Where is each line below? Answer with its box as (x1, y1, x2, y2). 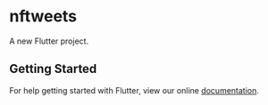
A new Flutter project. (9, 36, 89, 46)
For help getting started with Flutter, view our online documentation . (9, 85, 259, 95)
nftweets (9, 6, 78, 27)
